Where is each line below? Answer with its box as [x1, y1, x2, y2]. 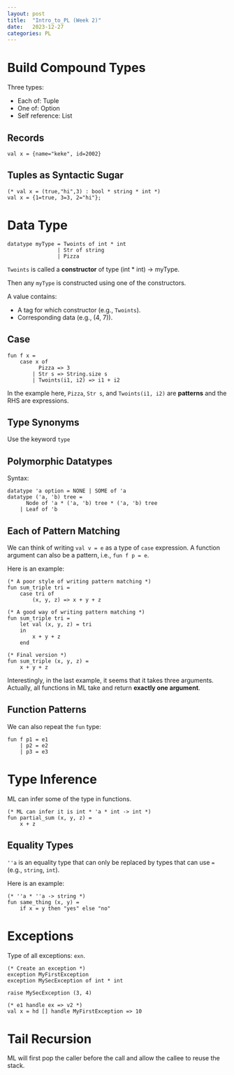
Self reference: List [17, 111, 73, 120]
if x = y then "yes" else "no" [20, 905, 111, 912]
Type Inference [7, 772, 98, 787]
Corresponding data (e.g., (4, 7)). [17, 313, 113, 321]
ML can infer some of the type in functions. [7, 794, 131, 803]
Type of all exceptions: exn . [7, 951, 86, 959]
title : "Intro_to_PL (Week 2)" [7, 17, 101, 24]
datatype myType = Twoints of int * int [7, 240, 127, 247]
